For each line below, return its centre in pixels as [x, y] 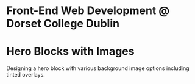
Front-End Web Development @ [88, 11]
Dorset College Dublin [63, 23]
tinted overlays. [26, 75]
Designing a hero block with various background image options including [98, 68]
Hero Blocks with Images [70, 51]
